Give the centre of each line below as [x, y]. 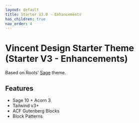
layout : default [22, 10]
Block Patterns [27, 116]
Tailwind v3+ [25, 106]
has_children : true [25, 19]
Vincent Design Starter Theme [69, 48]
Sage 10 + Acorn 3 [31, 100]
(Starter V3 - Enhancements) [67, 59]
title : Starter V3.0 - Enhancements [43, 14]
